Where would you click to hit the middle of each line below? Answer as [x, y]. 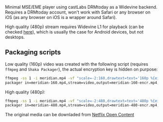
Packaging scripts [33, 52]
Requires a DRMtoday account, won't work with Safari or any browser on [78, 12]
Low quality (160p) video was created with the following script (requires [77, 64]
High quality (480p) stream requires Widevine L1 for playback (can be [74, 27]
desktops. [15, 37]
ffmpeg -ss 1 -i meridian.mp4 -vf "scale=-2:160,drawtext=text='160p [77, 78]
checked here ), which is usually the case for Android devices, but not [74, 32]
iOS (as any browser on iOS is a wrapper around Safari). [61, 17]
